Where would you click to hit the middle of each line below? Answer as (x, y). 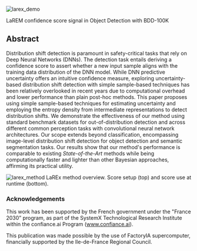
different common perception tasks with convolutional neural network (90, 128)
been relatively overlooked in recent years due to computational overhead (96, 91)
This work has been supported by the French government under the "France (98, 212)
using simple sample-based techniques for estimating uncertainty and (91, 103)
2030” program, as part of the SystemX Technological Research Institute (94, 218)
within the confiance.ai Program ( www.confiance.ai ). (70, 224)
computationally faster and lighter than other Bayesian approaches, (88, 160)
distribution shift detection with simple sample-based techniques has (106, 84)
